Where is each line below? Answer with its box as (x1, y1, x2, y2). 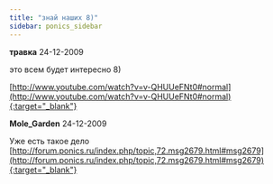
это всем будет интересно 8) (9, 64, 122, 75)
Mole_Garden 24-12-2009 (9, 118, 107, 129)
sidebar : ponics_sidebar (9, 22, 103, 31)
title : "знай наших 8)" (9, 13, 99, 23)
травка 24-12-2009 (9, 46, 84, 57)
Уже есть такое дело (9, 135, 90, 146)
